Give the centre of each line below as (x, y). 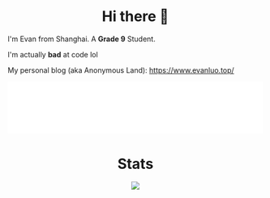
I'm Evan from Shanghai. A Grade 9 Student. (81, 39)
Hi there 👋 (135, 17)
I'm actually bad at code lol (53, 54)
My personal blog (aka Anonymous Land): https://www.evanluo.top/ (121, 70)
